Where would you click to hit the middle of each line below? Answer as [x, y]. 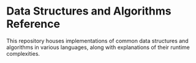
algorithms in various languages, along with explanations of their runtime [98, 47]
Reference [33, 24]
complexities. [23, 53]
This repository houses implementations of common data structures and [97, 41]
